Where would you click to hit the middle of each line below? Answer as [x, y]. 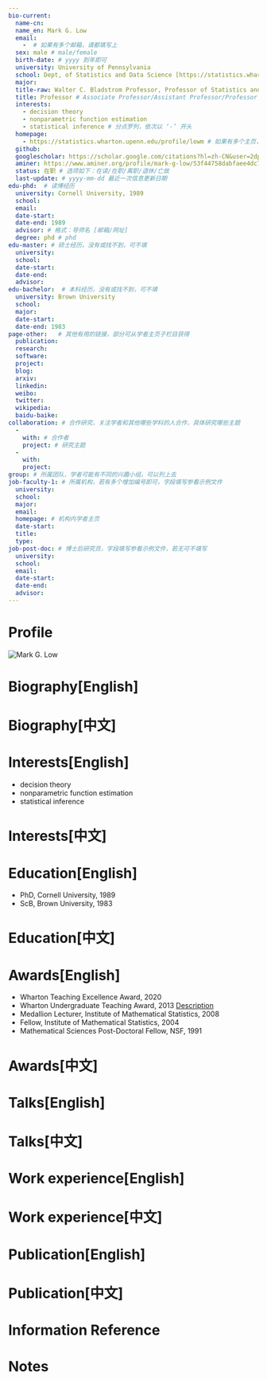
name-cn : [30, 23]
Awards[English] [64, 975]
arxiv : [26, 378]
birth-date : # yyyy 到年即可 [61, 61]
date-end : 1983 [41, 326]
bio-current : [30, 16]
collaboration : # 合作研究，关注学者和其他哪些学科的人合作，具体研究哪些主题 [124, 423]
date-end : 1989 [41, 223]
